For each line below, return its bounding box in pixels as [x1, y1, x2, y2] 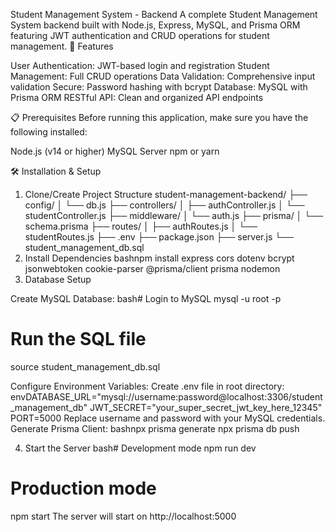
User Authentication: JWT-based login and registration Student [10, 60, 270, 71]
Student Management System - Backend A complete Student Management [10, 9, 318, 20]
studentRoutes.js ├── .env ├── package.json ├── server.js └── [24, 231, 294, 243]
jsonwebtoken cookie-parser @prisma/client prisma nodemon [24, 263, 281, 274]
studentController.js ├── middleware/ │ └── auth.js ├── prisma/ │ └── [24, 210, 324, 221]
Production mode [10, 477, 157, 500]
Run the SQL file [10, 328, 147, 351]
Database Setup [24, 274, 92, 285]
